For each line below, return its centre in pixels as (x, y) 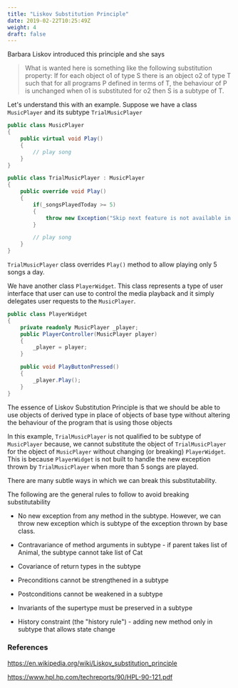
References (28, 647)
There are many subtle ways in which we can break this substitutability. (112, 480)
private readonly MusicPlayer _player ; (79, 327)
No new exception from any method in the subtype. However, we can (119, 516)
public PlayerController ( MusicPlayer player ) (89, 334)
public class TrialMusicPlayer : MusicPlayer (76, 178)
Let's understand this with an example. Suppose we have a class (102, 105)
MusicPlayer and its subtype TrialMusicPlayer (75, 112)
